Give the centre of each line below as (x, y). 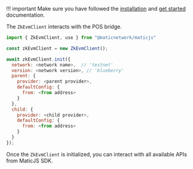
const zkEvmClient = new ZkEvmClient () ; (57, 48)
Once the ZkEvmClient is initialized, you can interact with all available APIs (96, 154)
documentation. (26, 15)
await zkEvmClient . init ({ (38, 59)
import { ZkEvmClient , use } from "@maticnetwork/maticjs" (81, 38)
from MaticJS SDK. (30, 161)
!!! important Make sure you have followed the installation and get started (96, 9)
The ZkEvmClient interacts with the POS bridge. (64, 27)
